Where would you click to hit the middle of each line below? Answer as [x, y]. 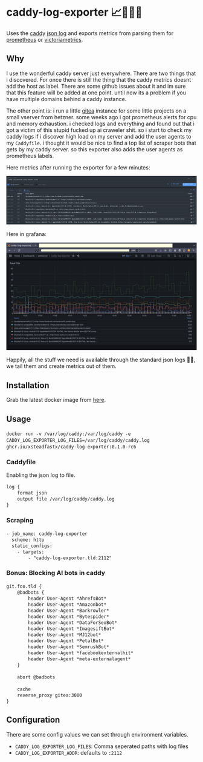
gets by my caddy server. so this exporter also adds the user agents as [95, 149]
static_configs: [32, 546]
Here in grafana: [27, 234]
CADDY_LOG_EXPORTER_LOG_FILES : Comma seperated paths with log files [101, 746]
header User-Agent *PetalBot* [66, 641]
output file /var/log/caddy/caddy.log [66, 499]
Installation [28, 385]
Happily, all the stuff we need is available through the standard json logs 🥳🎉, [101, 360]
